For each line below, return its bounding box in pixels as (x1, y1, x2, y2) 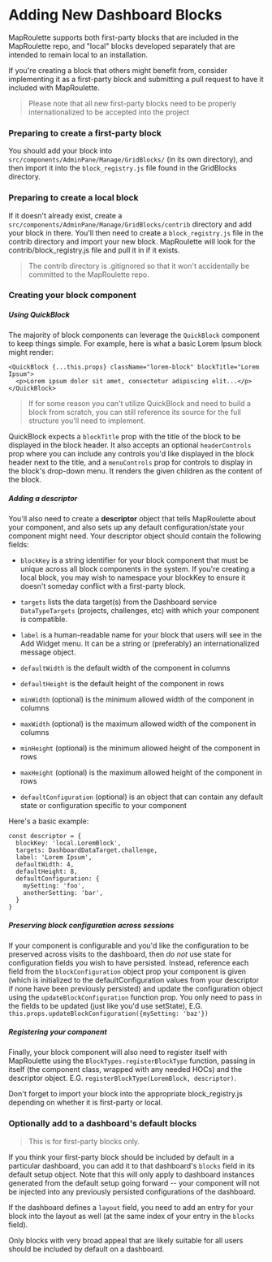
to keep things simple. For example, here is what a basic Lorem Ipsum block (8, 339, 262, 348)
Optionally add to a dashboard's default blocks (8, 1118, 197, 1130)
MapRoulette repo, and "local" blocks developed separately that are (8, 41, 235, 50)
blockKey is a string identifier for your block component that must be (19, 555, 249, 565)
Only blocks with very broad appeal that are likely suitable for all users (8, 1235, 244, 1245)
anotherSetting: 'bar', (23, 889, 104, 897)
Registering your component (8, 1026, 107, 1036)
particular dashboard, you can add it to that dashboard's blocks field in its (8, 1160, 256, 1170)
